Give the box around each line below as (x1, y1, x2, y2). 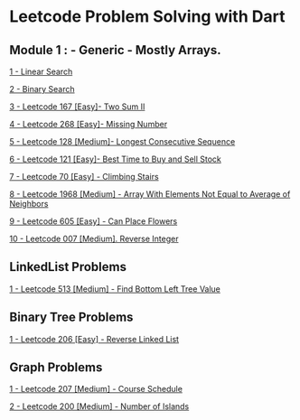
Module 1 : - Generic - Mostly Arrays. (9, 42, 221, 58)
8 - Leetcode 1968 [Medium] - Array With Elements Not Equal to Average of (9, 189, 291, 200)
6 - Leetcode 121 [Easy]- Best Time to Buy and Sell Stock (9, 154, 221, 164)
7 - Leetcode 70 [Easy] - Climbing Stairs (9, 172, 160, 182)
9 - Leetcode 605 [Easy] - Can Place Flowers (9, 216, 178, 227)
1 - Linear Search (9, 66, 73, 77)
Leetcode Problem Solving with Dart (9, 6, 286, 27)
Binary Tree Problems (9, 310, 134, 325)
